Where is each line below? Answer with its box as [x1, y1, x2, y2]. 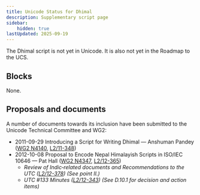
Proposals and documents [6, 104, 107, 114]
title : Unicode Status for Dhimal [6, 8, 93, 15]
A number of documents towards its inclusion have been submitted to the [6, 120, 187, 127]
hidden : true [17, 25, 50, 32]
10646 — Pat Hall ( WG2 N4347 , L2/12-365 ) [14, 157, 122, 164]
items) [23, 182, 40, 190]
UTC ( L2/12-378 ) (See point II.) [23, 170, 100, 177]
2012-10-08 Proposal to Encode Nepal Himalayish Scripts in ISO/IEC [14, 151, 183, 158]
